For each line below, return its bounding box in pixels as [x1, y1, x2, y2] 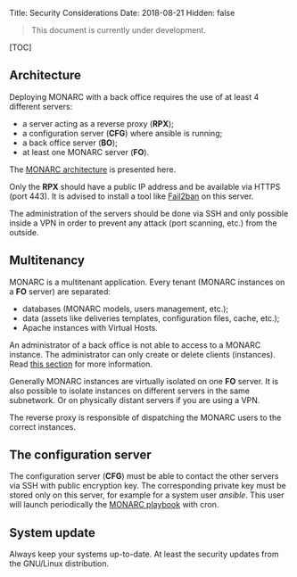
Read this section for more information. [9, 359, 153, 369]
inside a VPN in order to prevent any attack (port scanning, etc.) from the [9, 218, 277, 228]
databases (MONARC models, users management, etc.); [21, 303, 229, 314]
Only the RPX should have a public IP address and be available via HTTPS [9, 181, 281, 192]
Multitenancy [9, 253, 85, 268]
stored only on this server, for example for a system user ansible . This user [9, 490, 285, 500]
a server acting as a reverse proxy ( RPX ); [21, 118, 174, 128]
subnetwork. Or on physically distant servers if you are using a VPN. [9, 394, 260, 405]
